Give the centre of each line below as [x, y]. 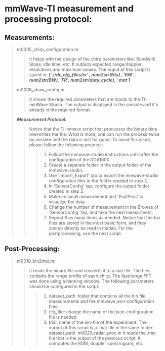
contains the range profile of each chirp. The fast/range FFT [90, 276]
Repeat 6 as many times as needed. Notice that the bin [104, 218]
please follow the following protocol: [66, 145]
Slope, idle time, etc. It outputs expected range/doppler [85, 64]
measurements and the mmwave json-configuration [101, 301]
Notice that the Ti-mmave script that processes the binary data [93, 129]
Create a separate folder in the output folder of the [100, 165]
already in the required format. [60, 110]
